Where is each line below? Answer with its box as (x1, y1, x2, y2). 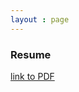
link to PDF (10, 70, 55, 82)
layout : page (10, 14, 70, 25)
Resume (10, 47, 52, 61)
